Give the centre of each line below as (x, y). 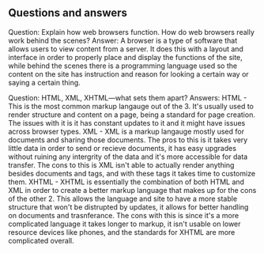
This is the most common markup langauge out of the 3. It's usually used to (131, 106)
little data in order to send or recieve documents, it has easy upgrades (123, 148)
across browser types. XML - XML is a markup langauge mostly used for (126, 131)
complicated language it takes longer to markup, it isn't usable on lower (124, 224)
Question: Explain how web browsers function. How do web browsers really (132, 32)
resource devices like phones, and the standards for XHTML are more (122, 232)
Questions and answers (68, 13)
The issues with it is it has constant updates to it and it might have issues (127, 123)
